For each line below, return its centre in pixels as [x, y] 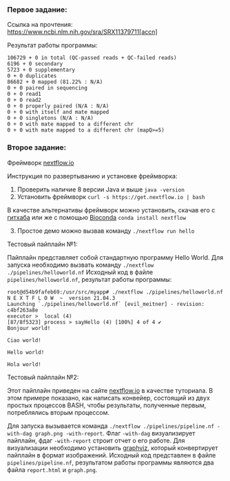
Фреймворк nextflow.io [41, 163]
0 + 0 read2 [24, 100]
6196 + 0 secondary [35, 64]
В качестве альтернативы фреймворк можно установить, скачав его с [111, 210]
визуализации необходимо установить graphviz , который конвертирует [113, 448]
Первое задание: [37, 10]
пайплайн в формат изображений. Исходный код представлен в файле [112, 455]
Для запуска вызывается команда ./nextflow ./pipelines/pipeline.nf [111, 426]
